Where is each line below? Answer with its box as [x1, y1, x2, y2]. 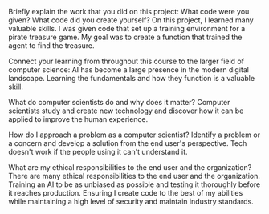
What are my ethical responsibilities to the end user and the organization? [8, 163, 252, 172]
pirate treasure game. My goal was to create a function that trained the [8, 32, 243, 42]
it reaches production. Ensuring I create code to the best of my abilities [8, 188, 243, 197]
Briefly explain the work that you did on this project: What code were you [8, 7, 250, 16]
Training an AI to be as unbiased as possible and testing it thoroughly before [8, 180, 261, 189]
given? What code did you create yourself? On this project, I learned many [8, 15, 255, 25]
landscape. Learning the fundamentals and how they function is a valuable [8, 74, 255, 83]
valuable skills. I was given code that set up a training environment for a [8, 24, 246, 33]
